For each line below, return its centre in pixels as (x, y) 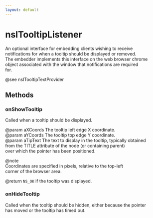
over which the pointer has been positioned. (50, 151)
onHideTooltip (22, 194)
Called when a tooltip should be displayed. (49, 120)
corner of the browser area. (34, 171)
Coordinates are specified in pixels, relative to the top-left (64, 166)
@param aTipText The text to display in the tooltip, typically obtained (76, 140)
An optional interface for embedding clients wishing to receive (69, 48)
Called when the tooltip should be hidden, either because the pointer (76, 205)
